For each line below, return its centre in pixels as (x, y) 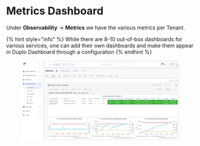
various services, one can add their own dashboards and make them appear (100, 45)
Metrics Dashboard (55, 11)
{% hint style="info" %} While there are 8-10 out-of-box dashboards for (94, 39)
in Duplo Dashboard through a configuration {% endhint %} (79, 51)
